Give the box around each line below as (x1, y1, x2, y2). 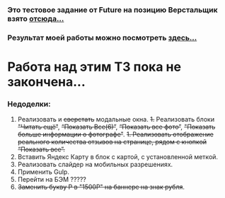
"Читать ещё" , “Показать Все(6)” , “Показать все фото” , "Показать (17, 122, 216, 132)
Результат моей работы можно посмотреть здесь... (7, 33, 197, 42)
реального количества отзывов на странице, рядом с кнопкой (17, 138, 207, 146)
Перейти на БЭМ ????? (17, 175, 87, 184)
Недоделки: (7, 99, 51, 109)
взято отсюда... (7, 13, 64, 23)
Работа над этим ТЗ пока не (7, 59, 182, 75)
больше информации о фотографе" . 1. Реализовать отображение (17, 130, 214, 139)
